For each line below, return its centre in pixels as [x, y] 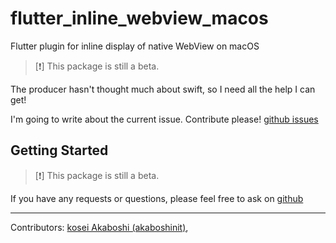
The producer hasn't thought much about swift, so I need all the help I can [163, 89]
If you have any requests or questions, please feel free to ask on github [157, 198]
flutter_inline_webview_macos [139, 18]
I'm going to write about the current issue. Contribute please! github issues [164, 119]
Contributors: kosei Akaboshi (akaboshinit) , [99, 227]
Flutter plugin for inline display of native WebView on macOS [135, 46]
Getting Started [59, 150]
